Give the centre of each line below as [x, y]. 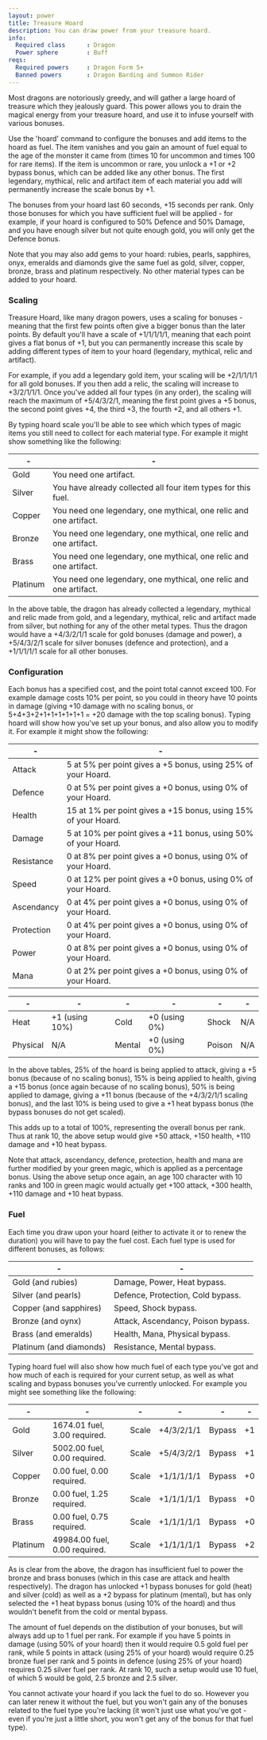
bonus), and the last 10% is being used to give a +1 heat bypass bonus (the [131, 1104]
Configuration [36, 672]
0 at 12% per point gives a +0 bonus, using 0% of [160, 879]
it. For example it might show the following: [78, 732]
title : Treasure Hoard [46, 23]
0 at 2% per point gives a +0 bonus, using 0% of [157, 971]
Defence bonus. [35, 238]
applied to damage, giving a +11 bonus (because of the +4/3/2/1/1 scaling [128, 1095]
